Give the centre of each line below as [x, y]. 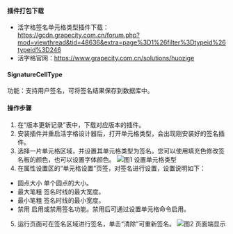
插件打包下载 [25, 10]
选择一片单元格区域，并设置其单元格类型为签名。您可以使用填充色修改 [118, 151]
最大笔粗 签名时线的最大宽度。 [61, 192]
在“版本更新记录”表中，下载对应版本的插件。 [81, 124]
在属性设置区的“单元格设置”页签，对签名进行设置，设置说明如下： [112, 168]
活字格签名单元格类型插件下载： [63, 27]
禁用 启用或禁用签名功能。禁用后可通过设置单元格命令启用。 [103, 209]
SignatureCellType [35, 74]
